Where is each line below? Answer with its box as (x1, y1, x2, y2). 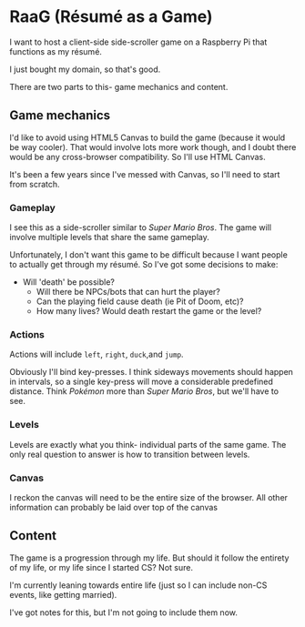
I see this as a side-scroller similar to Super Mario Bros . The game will (9, 222, 271, 233)
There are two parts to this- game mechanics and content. (9, 81, 229, 92)
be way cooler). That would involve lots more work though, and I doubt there (9, 141, 297, 152)
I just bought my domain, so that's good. (9, 64, 161, 75)
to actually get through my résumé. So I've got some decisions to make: (9, 259, 279, 270)
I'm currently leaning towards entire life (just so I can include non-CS (9, 580, 268, 591)
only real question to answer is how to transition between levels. (9, 449, 250, 460)
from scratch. (9, 178, 61, 189)
